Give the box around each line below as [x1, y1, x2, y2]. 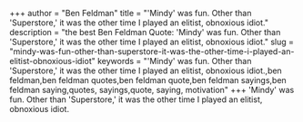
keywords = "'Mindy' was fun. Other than [96, 56, 252, 66]
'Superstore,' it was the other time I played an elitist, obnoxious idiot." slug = [9, 36, 294, 47]
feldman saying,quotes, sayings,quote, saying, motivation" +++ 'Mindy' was [9, 85, 295, 95]
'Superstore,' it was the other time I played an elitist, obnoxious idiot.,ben [9, 65, 282, 76]
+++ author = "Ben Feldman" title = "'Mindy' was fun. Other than [9, 8, 252, 18]
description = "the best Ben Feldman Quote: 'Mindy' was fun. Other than [9, 27, 281, 37]
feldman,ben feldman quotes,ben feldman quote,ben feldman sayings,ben [9, 75, 287, 85]
